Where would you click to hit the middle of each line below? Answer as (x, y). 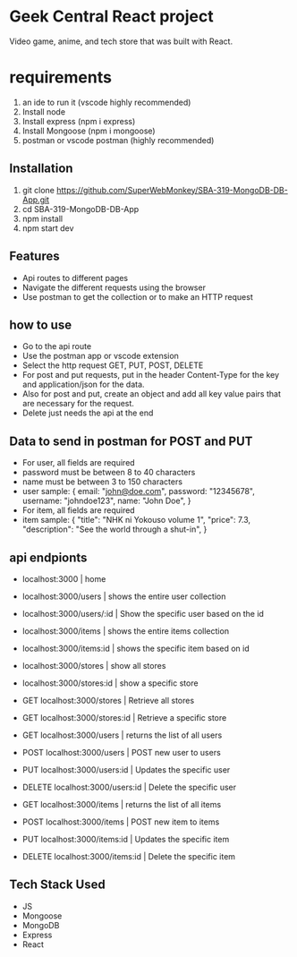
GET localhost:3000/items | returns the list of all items (122, 804)
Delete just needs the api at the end (88, 413)
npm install (42, 218)
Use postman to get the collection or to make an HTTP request (137, 296)
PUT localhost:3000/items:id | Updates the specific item (126, 839)
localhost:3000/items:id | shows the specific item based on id (136, 648)
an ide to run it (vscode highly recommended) (106, 102)
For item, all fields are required (79, 510)
